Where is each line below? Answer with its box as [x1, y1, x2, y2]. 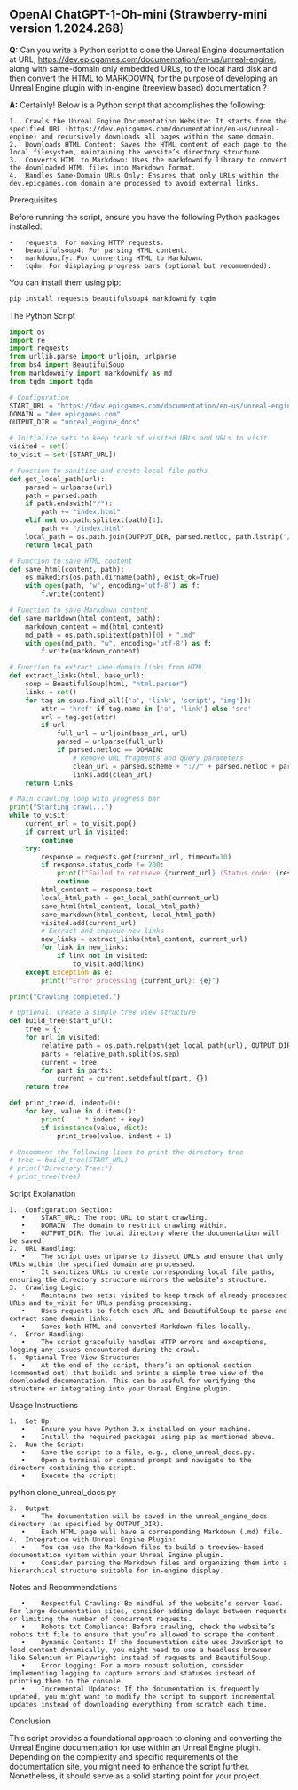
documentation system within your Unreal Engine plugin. [9, 1551, 224, 1560]
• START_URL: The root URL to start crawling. [20, 1214, 208, 1223]
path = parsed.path [25, 491, 98, 500]
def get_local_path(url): [9, 474, 105, 483]
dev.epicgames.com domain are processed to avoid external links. [9, 178, 260, 187]
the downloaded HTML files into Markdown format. [9, 163, 197, 172]
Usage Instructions [9, 1400, 78, 1411]
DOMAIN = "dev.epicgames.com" [9, 409, 122, 418]
